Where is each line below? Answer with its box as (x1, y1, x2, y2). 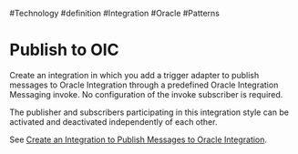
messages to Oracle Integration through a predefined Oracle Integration (9, 79, 279, 90)
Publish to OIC (9, 40, 120, 60)
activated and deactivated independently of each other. (9, 116, 218, 127)
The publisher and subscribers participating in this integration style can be (9, 107, 290, 118)
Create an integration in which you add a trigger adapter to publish (9, 69, 260, 80)
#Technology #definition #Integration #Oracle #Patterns (9, 8, 221, 18)
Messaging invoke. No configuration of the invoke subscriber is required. (9, 88, 283, 99)
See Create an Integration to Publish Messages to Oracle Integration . (9, 134, 267, 145)
